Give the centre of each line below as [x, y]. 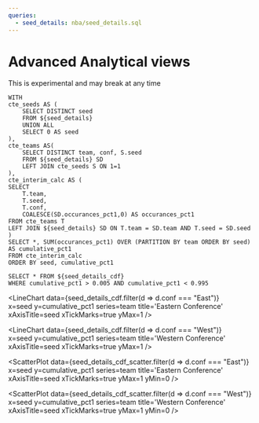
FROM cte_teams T [36, 222]
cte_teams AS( [31, 146]
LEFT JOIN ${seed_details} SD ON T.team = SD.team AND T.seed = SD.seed [129, 229]
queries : [22, 15]
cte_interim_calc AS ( [45, 180]
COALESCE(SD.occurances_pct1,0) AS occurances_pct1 [108, 215]
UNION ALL [38, 125]
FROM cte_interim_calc [45, 256]
